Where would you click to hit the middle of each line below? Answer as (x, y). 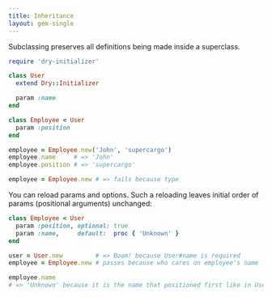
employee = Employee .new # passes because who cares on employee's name (134, 263)
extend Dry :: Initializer (57, 83)
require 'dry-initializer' (54, 62)
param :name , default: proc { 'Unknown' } (98, 233)
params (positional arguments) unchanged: (80, 204)
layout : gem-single (41, 23)
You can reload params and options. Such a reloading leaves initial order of (134, 195)
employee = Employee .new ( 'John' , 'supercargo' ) (90, 150)
